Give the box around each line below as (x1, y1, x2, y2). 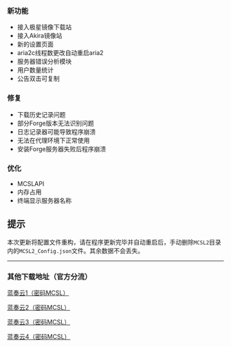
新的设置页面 (16, 40, 54, 49)
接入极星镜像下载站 (16, 23, 72, 32)
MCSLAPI (16, 179, 45, 188)
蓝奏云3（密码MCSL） (7, 318, 71, 326)
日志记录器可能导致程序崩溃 (16, 127, 96, 135)
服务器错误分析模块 (16, 57, 72, 66)
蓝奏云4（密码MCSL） (7, 333, 71, 341)
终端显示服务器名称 (16, 196, 72, 204)
